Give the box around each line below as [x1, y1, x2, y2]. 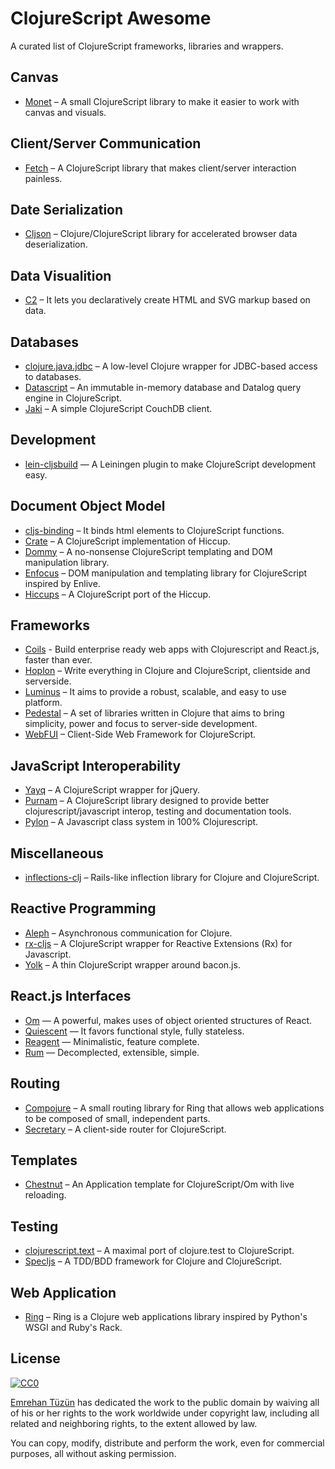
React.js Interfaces [10, 988, 132, 1005]
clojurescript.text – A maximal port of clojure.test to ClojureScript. [24, 1245, 295, 1257]
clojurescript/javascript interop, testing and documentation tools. [24, 805, 292, 817]
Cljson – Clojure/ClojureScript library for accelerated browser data [24, 228, 298, 240]
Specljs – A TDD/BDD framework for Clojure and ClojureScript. [24, 1255, 283, 1267]
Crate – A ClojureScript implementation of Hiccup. [24, 535, 231, 547]
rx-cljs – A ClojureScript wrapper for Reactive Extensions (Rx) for [24, 937, 293, 949]
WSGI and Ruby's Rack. [24, 1321, 123, 1333]
